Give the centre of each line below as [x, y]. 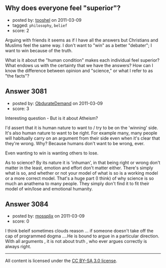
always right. [18, 247]
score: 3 [21, 109]
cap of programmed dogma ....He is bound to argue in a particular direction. [82, 236]
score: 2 [21, 30]
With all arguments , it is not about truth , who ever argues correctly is [76, 241]
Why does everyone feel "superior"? [63, 8]
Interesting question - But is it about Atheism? [52, 118]
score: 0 [21, 221]
